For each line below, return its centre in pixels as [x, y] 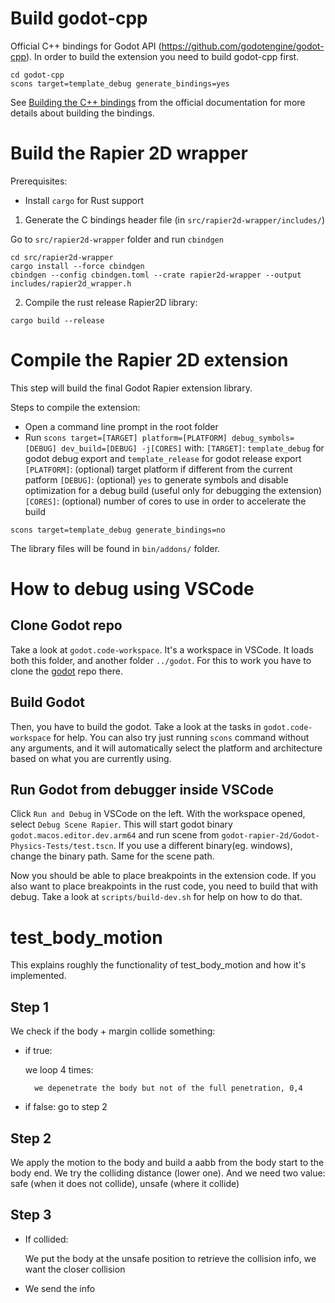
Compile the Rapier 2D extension [149, 360]
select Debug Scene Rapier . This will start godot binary [121, 824]
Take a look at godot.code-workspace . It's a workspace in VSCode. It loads [162, 649]
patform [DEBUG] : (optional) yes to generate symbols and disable [156, 479]
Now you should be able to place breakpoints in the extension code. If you [163, 876]
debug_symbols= [263, 438]
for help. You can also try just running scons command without [181, 737]
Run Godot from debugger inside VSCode [142, 790]
